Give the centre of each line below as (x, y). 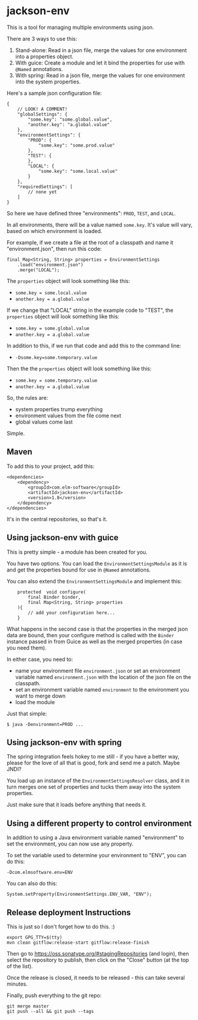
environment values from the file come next (68, 415)
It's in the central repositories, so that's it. (57, 519)
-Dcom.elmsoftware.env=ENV (40, 873)
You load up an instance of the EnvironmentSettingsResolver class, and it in (98, 781)
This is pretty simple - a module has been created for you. (77, 552)
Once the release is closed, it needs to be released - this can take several (96, 978)
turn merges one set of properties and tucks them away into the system (94, 787)
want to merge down (40, 696)
